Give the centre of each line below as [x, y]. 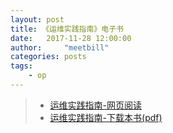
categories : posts [48, 57]
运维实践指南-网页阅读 [96, 105]
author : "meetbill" [60, 47]
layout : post [37, 19]
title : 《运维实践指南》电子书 [67, 29]
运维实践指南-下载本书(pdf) [106, 117]
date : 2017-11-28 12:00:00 [71, 38]
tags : [21, 66]
